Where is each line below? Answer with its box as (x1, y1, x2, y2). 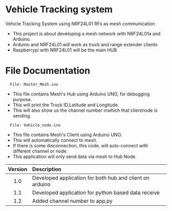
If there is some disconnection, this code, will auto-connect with (12, 142, 148, 148)
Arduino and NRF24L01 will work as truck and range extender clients (12, 41, 158, 47)
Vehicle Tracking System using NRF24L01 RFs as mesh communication (5, 21, 155, 27)
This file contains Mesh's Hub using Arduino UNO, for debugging (12, 91, 150, 97)
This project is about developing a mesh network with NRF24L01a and (12, 30, 161, 36)
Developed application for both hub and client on (32, 174, 149, 181)
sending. (12, 112, 32, 119)
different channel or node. (12, 148, 68, 154)
